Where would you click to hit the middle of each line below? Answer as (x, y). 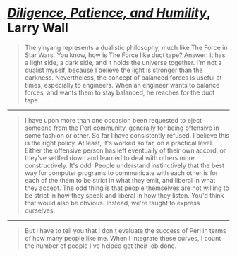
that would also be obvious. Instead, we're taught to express (112, 203)
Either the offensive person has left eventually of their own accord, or (125, 150)
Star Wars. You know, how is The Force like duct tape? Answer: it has (125, 55)
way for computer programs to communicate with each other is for (121, 173)
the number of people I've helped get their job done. (101, 246)
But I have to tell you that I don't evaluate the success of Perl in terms (126, 230)
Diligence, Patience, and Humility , (109, 13)
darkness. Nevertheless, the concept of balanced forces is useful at (123, 77)
